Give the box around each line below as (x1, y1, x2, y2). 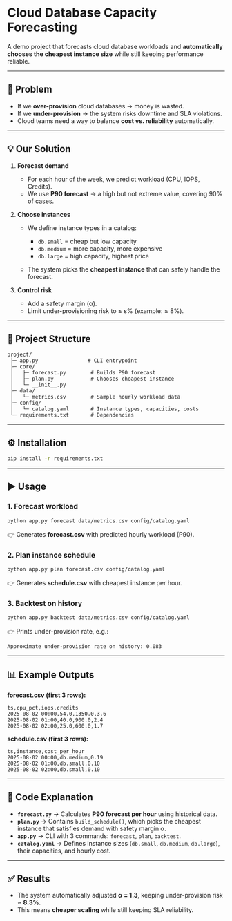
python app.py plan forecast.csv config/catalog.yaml (7, 565, 166, 573)
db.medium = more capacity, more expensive (37, 244, 163, 253)
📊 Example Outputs (7, 669, 95, 681)
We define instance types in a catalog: (27, 223, 137, 232)
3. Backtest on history (7, 598, 83, 608)
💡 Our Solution (7, 143, 71, 155)
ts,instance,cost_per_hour (7, 748, 85, 754)
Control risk (17, 285, 52, 294)
